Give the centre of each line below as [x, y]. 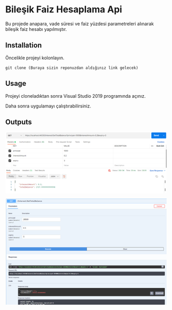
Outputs [19, 122]
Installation [24, 45]
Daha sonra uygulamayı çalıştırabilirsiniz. [48, 106]
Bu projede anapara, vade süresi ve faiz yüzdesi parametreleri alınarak [80, 24]
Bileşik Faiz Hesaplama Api [64, 10]
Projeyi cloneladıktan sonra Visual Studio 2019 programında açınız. [76, 96]
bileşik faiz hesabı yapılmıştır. [36, 29]
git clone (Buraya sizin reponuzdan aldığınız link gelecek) [72, 68]
